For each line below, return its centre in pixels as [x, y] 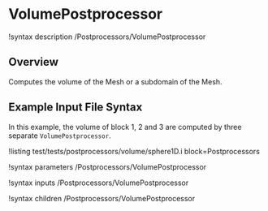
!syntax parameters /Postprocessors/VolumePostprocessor [108, 166]
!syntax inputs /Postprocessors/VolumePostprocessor [99, 183]
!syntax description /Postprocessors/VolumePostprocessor [107, 37]
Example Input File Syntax [76, 108]
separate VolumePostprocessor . [60, 136]
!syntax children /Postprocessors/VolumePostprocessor [102, 198]
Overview [34, 62]
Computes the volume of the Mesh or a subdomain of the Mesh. [115, 81]
